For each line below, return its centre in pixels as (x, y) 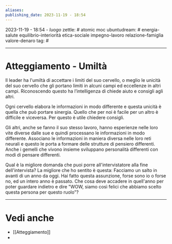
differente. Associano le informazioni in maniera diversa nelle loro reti (78, 138)
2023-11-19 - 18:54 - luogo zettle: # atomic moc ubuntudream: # (73, 29)
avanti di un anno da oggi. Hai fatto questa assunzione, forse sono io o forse (86, 176)
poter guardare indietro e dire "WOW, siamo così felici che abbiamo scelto (83, 187)
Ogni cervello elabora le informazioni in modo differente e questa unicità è (83, 107)
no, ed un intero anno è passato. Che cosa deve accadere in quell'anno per (84, 181)
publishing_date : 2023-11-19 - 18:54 (46, 15)
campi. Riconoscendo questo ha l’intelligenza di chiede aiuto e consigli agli (84, 91)
